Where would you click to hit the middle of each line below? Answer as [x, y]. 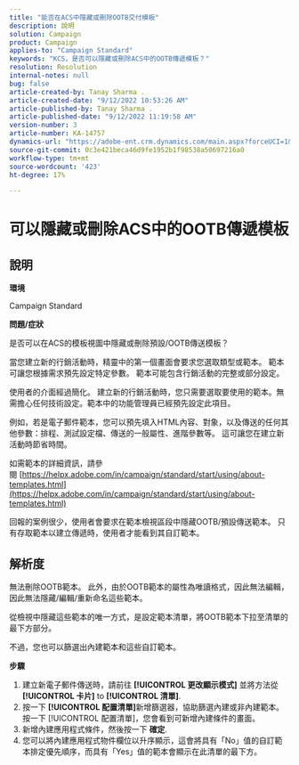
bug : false [29, 84]
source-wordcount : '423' [55, 167]
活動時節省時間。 [40, 444]
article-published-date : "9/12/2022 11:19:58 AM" [103, 117]
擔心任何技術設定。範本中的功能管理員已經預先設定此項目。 [126, 403]
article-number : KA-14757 [57, 134]
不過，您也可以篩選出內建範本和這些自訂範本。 [95, 647]
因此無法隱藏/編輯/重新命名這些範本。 [79, 598]
